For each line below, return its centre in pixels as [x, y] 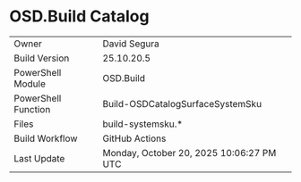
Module [30, 84]
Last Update [39, 158]
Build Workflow [46, 138]
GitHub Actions [134, 138]
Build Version [42, 58]
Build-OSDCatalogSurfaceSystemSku [182, 103]
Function [32, 109]
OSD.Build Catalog [79, 17]
